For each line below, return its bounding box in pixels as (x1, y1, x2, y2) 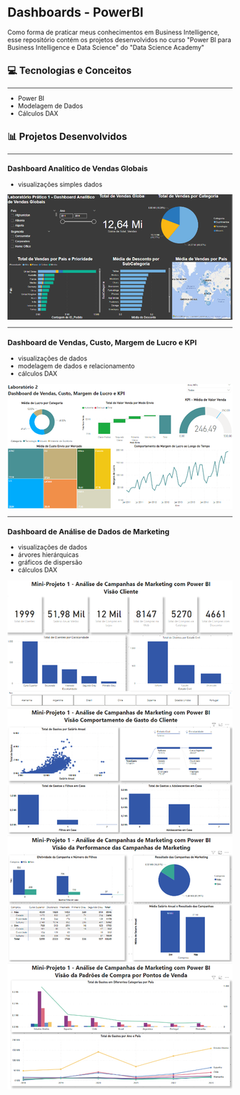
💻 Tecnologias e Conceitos (7, 65, 132, 77)
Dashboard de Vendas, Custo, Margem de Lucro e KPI (7, 338, 197, 348)
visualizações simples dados (17, 180, 103, 188)
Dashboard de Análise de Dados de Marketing (7, 526, 170, 536)
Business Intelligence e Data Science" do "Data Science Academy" (7, 43, 205, 51)
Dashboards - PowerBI (7, 4, 144, 21)
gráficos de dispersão (17, 558, 83, 567)
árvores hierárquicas (17, 550, 79, 559)
